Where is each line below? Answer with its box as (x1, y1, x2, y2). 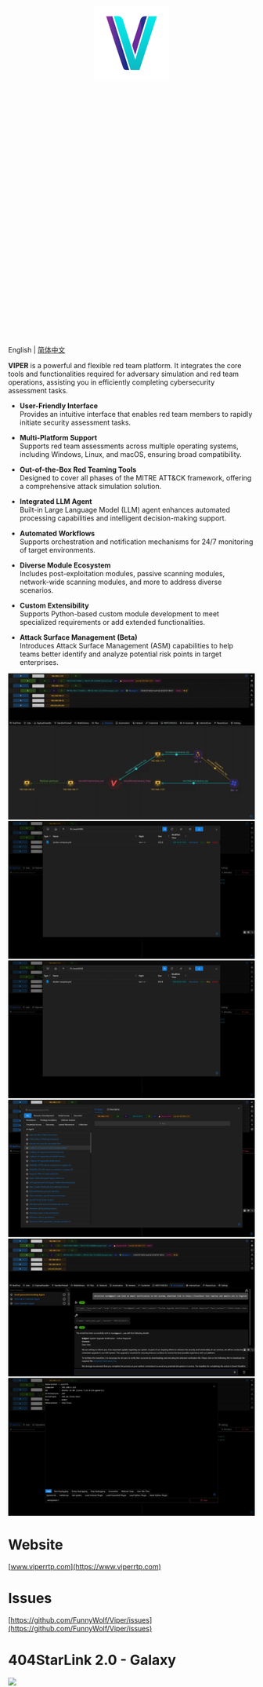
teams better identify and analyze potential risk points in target (19, 649, 222, 659)
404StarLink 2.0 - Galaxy (8, 1652, 176, 1669)
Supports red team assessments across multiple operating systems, (19, 441, 239, 451)
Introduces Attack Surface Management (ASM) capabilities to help (19, 641, 233, 650)
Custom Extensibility (19, 601, 89, 610)
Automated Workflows (19, 529, 95, 538)
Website (8, 1536, 63, 1554)
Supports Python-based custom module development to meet (19, 609, 219, 619)
